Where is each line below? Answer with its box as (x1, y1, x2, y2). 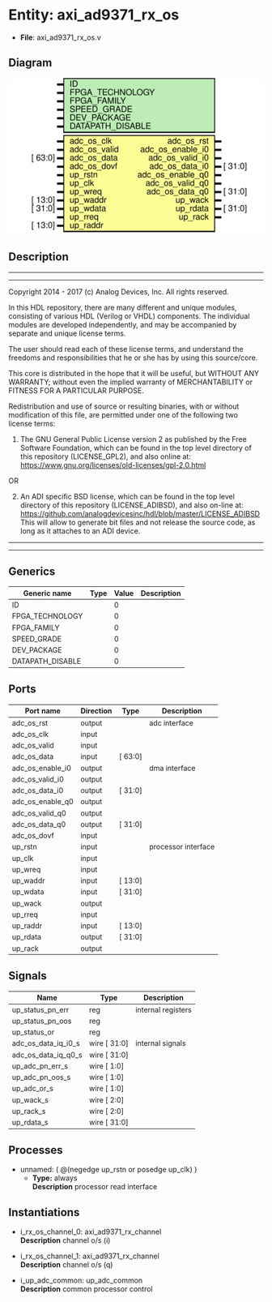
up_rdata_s (11, 1117, 49, 1128)
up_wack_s (11, 1094, 49, 1104)
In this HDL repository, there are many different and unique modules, (8, 302, 237, 312)
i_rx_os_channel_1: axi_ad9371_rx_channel (19, 1251, 159, 1261)
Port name (24, 706, 61, 716)
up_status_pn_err (11, 1004, 70, 1014)
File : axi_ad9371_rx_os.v (19, 32, 101, 42)
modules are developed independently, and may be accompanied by (8, 319, 237, 329)
